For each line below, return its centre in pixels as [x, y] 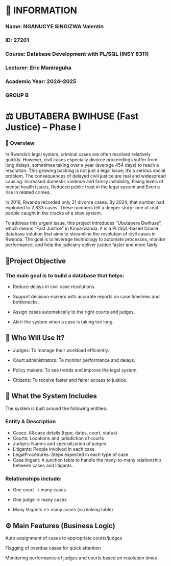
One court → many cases [39, 490]
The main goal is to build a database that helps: [65, 275]
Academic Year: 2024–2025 [41, 81]
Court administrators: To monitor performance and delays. [74, 360]
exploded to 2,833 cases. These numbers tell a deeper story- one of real [82, 208]
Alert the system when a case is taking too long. [63, 321]
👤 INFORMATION [41, 10]
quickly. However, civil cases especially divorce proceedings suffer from [81, 160]
